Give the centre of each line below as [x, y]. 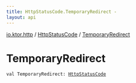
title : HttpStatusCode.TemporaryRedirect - [62, 12]
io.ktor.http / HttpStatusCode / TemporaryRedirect [68, 34]
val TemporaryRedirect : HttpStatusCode [56, 74]
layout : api [21, 17]
